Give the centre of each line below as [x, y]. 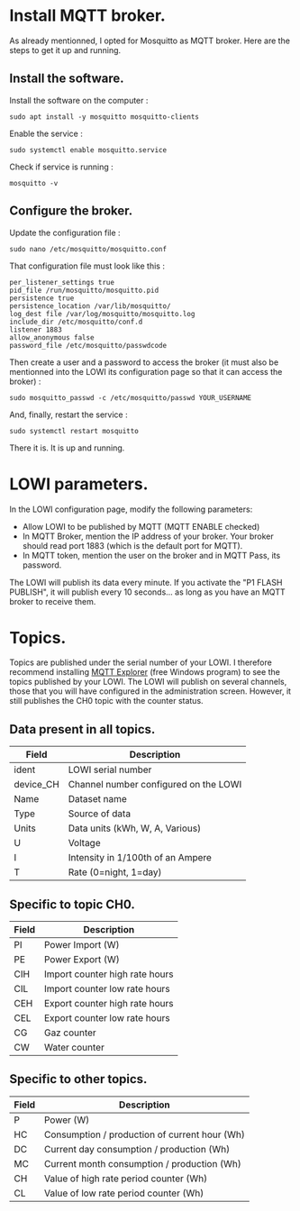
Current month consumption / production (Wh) [142, 1163]
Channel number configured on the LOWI [155, 785]
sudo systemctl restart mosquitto [74, 431]
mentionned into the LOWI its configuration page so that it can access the [146, 371]
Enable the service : [46, 133]
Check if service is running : [62, 167]
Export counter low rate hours [107, 1018]
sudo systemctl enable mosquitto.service [88, 150]
